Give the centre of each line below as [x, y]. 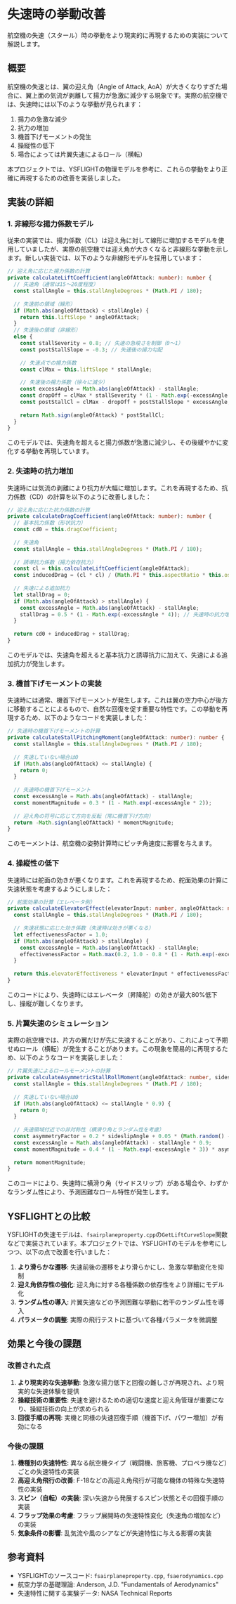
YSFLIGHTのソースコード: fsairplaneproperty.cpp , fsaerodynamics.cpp [120, 1575]
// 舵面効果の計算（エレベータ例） [51, 902]
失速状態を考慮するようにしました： [60, 889]
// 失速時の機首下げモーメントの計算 [54, 731]
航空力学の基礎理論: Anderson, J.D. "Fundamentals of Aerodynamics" [118, 1584]
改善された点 [29, 1366]
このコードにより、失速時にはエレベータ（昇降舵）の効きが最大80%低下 [112, 994]
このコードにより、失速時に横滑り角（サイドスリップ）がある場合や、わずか [118, 1183]
